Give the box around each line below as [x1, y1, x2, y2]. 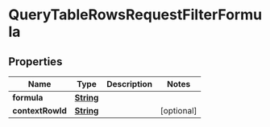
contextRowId [12, 105, 67, 116]
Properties [8, 55, 63, 68]
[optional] [160, 105, 197, 116]
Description [106, 79, 153, 89]
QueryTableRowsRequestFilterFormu [8, 6, 263, 24]
